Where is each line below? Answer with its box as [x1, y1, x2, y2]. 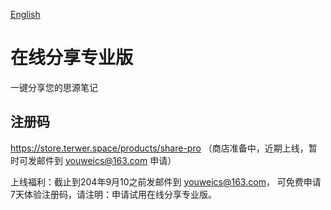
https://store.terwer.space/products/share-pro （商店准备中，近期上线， [10, 142, 309, 154]
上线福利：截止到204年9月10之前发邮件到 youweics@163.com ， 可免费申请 [10, 175, 322, 188]
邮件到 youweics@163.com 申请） [36, 154, 177, 166]
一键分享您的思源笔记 [10, 81, 98, 93]
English [10, 9, 41, 20]
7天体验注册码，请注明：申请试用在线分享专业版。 [10, 188, 217, 200]
